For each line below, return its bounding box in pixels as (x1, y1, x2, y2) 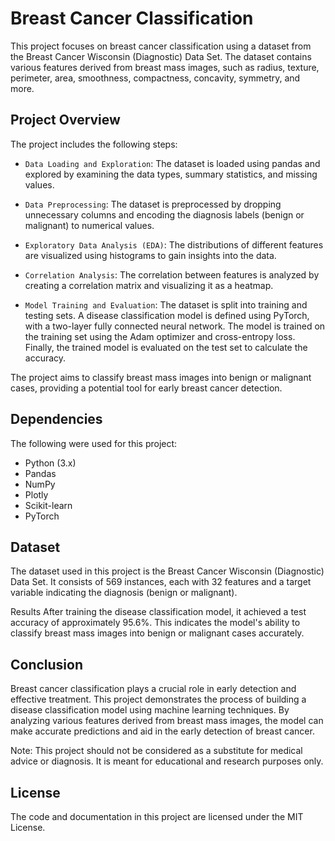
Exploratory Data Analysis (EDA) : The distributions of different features (24, 238, 324, 251)
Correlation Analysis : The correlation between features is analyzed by (24, 268, 320, 281)
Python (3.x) (24, 457, 77, 469)
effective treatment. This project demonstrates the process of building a (10, 693, 307, 706)
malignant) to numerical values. (24, 219, 155, 231)
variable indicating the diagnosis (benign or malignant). (10, 587, 238, 599)
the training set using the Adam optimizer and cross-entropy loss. (24, 330, 296, 342)
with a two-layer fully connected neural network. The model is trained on (24, 320, 326, 332)
